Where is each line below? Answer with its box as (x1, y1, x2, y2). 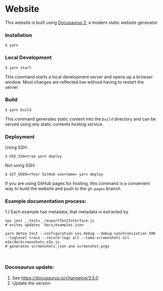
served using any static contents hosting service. (5, 121, 104, 127)
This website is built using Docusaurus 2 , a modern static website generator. (5, 20, 159, 25)
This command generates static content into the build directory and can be (5, 116, 156, 122)
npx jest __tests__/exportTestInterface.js (5, 218, 95, 223)
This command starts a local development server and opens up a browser (5, 74, 153, 80)
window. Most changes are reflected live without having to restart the (5, 79, 144, 85)
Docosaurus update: (5, 264, 54, 270)
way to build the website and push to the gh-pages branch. (5, 186, 122, 191)
